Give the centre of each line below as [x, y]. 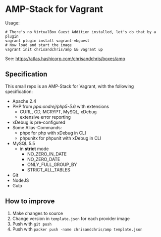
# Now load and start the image [38, 45]
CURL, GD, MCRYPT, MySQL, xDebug [58, 112]
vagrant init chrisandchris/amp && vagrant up [54, 49]
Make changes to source [38, 213]
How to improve [30, 201]
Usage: [12, 23]
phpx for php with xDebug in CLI [53, 133]
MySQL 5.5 [24, 143]
